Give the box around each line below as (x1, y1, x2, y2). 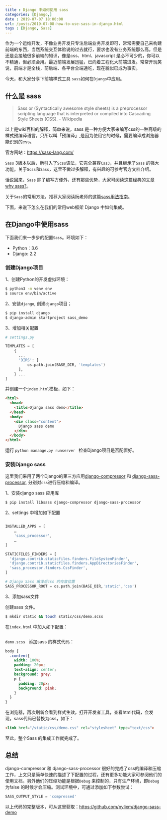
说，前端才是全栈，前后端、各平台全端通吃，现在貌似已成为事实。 (5, 65, 140, 71)
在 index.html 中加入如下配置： (5, 623, 68, 629)
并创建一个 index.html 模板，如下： (5, 386, 76, 392)
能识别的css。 (5, 138, 34, 145)
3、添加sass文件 (5, 593, 39, 599)
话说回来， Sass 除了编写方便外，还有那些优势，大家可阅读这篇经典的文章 (5, 177, 155, 183)
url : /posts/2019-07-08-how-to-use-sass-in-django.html (5, 21, 123, 26)
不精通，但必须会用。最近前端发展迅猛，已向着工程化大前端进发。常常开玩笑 (5, 59, 162, 65)
